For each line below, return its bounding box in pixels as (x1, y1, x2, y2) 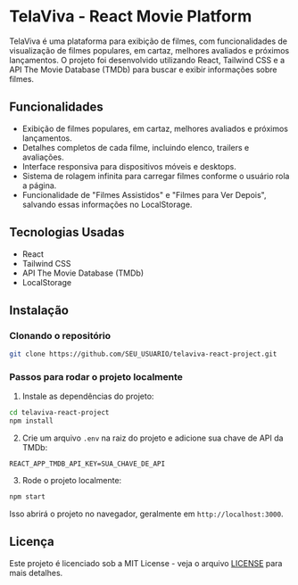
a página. (21, 180, 57, 191)
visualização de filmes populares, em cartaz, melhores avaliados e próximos (9, 45, 290, 55)
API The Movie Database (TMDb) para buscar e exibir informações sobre (9, 64, 277, 75)
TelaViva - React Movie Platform (9, 6, 252, 27)
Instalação (9, 302, 70, 317)
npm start (9, 492, 46, 501)
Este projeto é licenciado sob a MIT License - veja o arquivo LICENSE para (9, 557, 283, 568)
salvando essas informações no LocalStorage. (21, 199, 193, 210)
